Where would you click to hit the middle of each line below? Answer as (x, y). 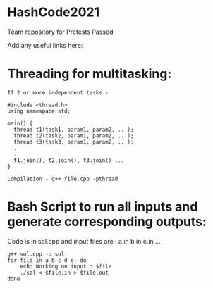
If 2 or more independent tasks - (58, 92)
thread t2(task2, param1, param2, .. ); (74, 136)
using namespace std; (39, 111)
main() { (20, 123)
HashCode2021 (54, 12)
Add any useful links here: (45, 45)
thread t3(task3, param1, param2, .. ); (74, 142)
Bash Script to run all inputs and (103, 207)
